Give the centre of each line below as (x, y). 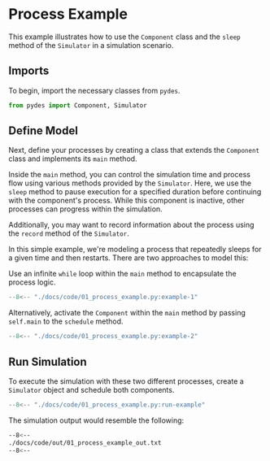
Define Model (44, 131)
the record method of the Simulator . (69, 233)
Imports (29, 71)
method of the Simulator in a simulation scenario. (91, 45)
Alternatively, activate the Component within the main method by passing (127, 313)
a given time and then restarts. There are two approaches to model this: (128, 258)
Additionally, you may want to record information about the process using (131, 225)
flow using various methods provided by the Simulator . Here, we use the (130, 183)
